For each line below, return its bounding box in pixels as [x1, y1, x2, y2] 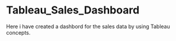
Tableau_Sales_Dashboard [6, 4, 140, 17]
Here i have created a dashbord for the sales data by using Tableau [6, 23, 170, 30]
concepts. [6, 29, 31, 36]
